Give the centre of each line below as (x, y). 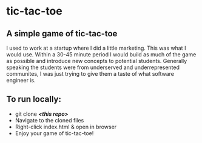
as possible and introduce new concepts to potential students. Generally (97, 61)
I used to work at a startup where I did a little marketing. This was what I (96, 48)
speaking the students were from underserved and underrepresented (93, 67)
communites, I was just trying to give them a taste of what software (90, 74)
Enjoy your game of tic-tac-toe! (54, 133)
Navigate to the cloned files (49, 120)
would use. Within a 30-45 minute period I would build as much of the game (101, 55)
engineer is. (21, 80)
